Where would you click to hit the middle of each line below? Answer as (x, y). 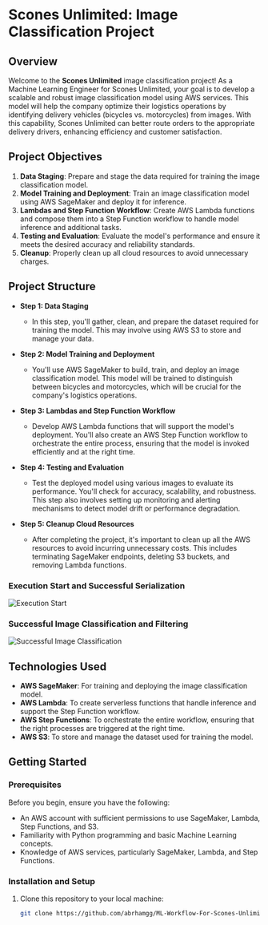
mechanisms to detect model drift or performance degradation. (136, 508)
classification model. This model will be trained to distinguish (132, 378)
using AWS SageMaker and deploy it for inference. (103, 201)
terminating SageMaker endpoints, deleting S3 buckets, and (131, 556)
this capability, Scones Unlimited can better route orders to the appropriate (132, 123)
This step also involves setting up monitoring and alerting (126, 499)
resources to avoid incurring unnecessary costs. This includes (134, 547)
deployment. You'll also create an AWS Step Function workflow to (140, 434)
